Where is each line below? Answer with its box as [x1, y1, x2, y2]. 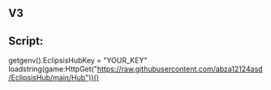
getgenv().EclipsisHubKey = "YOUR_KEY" [8, 56, 148, 66]
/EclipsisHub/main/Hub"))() [8, 73, 100, 83]
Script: [8, 34, 44, 48]
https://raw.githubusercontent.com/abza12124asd [97, 64, 263, 74]
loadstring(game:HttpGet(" [8, 64, 97, 74]
